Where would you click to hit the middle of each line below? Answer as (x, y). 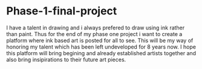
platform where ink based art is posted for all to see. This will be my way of (100, 40)
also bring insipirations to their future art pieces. (66, 59)
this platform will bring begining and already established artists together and (101, 53)
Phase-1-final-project (62, 11)
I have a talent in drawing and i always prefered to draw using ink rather (96, 28)
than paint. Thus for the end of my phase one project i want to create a (94, 34)
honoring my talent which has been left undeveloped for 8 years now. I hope (101, 47)
